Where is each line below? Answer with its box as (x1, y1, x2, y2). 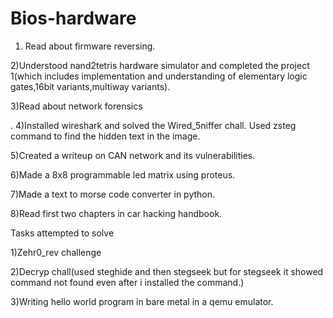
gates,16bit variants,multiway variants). (10, 80, 171, 92)
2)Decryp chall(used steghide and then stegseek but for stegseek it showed (10, 265, 324, 277)
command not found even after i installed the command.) (10, 276, 245, 288)
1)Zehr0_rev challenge (10, 246, 102, 258)
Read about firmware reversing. (24, 40, 156, 52)
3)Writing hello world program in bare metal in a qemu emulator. (10, 295, 274, 307)
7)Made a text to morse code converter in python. (10, 188, 216, 200)
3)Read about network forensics (10, 100, 143, 112)
